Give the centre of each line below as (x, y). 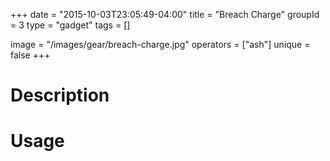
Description (60, 95)
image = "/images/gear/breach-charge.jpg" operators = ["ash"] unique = (160, 44)
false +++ (30, 55)
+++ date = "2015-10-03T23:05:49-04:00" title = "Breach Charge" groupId (165, 14)
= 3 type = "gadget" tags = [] (70, 25)
